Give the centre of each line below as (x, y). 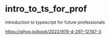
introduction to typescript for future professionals (55, 22)
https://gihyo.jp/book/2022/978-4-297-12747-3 (53, 31)
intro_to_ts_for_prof (46, 9)
